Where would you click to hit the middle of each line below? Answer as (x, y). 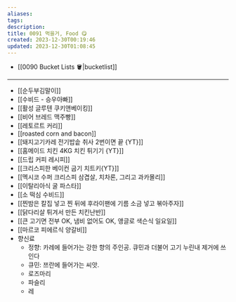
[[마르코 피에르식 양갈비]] (52, 230)
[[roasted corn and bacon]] (57, 133)
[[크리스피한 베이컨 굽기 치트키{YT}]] (68, 168)
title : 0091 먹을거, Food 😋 (47, 33)
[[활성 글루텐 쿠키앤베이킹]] (55, 108)
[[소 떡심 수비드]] (41, 195)
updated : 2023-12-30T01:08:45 (52, 46)
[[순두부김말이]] (39, 91)
